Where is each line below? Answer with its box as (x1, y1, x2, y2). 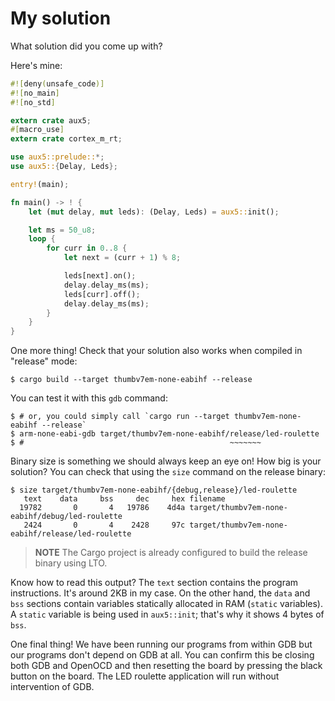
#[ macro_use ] (10, 125, 65, 135)
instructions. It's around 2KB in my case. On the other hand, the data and (10, 587, 311, 599)
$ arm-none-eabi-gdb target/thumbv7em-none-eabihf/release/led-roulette (10, 429, 320, 439)
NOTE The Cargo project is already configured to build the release (34, 547, 308, 559)
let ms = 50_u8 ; (28, 225, 97, 235)
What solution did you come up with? (10, 40, 163, 52)
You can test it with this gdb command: (10, 392, 168, 404)
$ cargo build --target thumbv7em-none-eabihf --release (10, 375, 253, 385)
